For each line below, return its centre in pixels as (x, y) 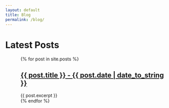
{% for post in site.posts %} (50, 59)
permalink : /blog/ (25, 19)
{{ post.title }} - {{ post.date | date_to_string (92, 75)
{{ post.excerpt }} (39, 96)
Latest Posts (32, 45)
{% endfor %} (35, 101)
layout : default (23, 10)
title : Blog (18, 15)
